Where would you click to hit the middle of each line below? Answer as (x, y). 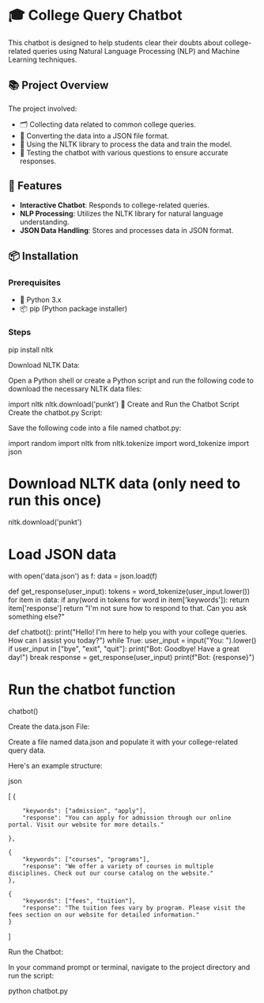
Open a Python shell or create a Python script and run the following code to (131, 380)
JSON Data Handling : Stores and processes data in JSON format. (126, 230)
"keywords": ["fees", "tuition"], (79, 901)
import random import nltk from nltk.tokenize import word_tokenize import (129, 443)
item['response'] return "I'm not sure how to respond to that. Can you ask (128, 608)
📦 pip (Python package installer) (74, 309)
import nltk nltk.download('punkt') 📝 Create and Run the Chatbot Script (124, 404)
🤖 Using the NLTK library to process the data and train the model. (126, 144)
